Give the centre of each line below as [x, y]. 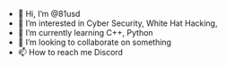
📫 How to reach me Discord [70, 52]
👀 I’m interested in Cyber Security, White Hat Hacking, [117, 23]
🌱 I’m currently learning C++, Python [86, 33]
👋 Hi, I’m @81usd [49, 14]
